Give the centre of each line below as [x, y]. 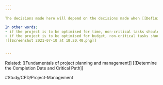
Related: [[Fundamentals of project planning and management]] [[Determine [81, 63]
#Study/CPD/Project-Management [39, 77]
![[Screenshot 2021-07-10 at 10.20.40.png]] [51, 41]
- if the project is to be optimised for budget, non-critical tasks [77, 36]
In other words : [21, 27]
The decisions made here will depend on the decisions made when [72, 18]
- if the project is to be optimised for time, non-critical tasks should [82, 32]
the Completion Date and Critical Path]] [44, 68]
